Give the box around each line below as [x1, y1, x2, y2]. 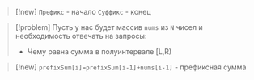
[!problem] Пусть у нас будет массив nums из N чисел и [15, 23, 203, 32]
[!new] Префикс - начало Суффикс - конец [15, 7, 151, 16]
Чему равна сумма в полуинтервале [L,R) [27, 47, 172, 56]
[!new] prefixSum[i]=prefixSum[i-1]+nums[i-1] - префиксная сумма [15, 62, 247, 72]
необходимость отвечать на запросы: [15, 32, 147, 40]
